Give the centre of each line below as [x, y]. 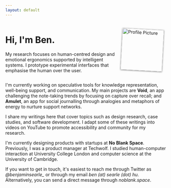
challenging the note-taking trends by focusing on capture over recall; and [83, 96]
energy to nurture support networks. [44, 107]
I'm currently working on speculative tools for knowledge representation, [82, 85]
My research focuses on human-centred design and [60, 54]
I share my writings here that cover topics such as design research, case [82, 116]
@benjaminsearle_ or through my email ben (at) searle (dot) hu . [72, 174]
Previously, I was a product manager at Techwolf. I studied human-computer [86, 148]
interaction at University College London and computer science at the [78, 154]
